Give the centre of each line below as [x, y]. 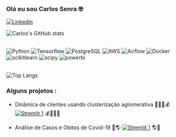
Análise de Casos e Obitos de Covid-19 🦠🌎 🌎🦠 [87, 127]
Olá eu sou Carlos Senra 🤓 [45, 9]
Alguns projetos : [32, 91]
